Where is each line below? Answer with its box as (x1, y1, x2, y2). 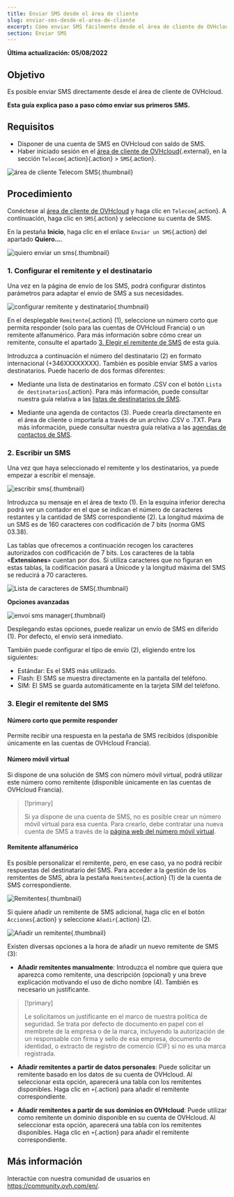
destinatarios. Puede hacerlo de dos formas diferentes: (7, 366, 166, 375)
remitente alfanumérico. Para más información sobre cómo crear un (7, 330, 202, 339)
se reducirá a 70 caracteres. (7, 571, 88, 579)
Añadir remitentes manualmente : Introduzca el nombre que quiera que (17, 963, 223, 971)
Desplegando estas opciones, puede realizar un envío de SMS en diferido (7, 625, 219, 633)
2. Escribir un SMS (7, 447, 71, 457)
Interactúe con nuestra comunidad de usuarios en (7, 1174, 151, 1182)
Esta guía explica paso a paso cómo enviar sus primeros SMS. (7, 101, 190, 109)
